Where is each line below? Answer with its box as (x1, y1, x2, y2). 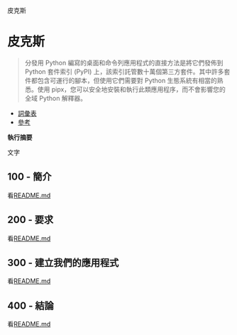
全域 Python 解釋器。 (24, 94, 87, 102)
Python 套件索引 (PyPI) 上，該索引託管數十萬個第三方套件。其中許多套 (24, 67, 231, 76)
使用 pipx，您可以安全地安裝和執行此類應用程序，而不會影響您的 (37, 84, 226, 94)
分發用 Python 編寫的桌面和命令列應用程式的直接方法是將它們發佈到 (24, 58, 224, 67)
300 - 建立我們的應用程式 (7, 256, 119, 268)
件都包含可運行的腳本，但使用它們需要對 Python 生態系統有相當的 (24, 76, 218, 84)
